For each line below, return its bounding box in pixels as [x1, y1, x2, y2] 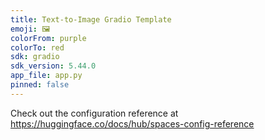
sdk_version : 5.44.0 [10, 61, 97, 71]
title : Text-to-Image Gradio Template [10, 14, 172, 25]
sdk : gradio [10, 52, 60, 62]
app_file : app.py [10, 71, 83, 81]
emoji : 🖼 [10, 24, 51, 34]
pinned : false [10, 80, 70, 90]
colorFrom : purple [10, 33, 87, 43]
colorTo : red [10, 42, 65, 53]
